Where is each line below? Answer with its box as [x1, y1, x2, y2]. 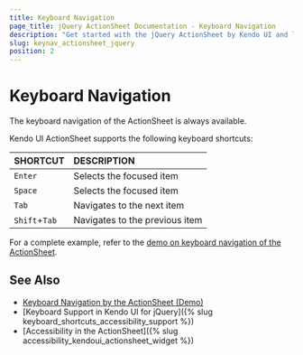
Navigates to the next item [73, 200, 185, 212]
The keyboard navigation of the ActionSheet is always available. [9, 116, 247, 126]
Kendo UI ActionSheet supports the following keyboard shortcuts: [9, 133, 253, 145]
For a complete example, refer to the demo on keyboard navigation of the [9, 237, 281, 248]
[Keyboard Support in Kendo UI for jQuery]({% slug [22, 306, 214, 317]
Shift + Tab [14, 214, 57, 227]
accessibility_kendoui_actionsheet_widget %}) [22, 335, 194, 346]
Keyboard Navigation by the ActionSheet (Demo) [22, 296, 205, 307]
